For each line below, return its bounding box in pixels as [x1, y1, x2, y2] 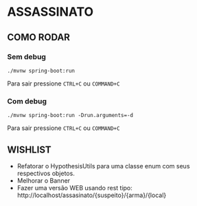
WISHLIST [7, 144, 51, 155]
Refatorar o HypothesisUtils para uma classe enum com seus [16, 162, 190, 170]
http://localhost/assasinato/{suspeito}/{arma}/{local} [16, 191, 167, 199]
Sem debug [7, 52, 47, 62]
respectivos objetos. [16, 169, 76, 177]
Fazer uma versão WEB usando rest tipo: [16, 183, 132, 192]
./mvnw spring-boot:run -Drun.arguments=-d [7, 112, 134, 119]
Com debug [7, 96, 47, 106]
